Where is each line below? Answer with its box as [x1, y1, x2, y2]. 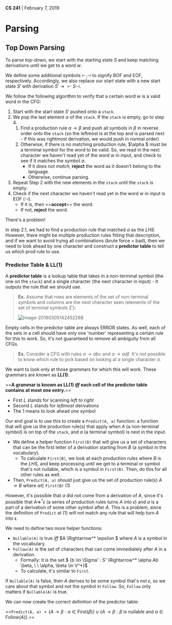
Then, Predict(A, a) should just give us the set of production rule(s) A [12, 477, 162, 483]
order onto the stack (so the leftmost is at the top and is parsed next [20, 130, 165, 136]
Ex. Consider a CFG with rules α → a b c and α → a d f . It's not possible [17, 351, 166, 357]
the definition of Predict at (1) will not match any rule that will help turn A [5, 509, 159, 516]
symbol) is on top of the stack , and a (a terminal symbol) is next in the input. [5, 429, 167, 435]
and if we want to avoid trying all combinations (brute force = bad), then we [5, 238, 165, 243]
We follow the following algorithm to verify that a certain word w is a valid [5, 93, 161, 99]
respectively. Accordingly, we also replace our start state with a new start [5, 78, 161, 84]
